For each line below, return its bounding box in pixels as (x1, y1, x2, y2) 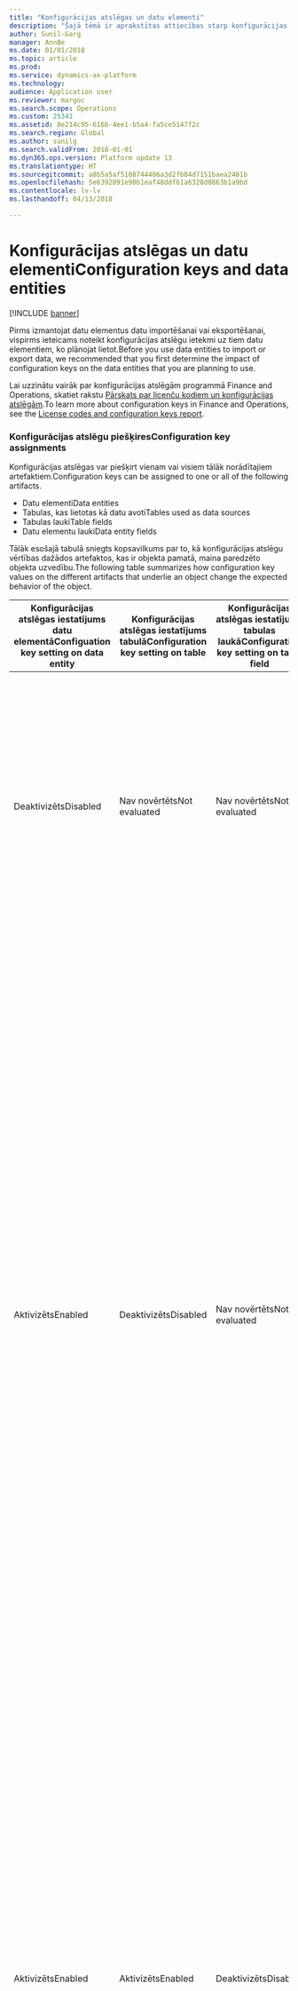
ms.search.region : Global (9, 129, 105, 138)
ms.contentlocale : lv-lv (9, 186, 101, 195)
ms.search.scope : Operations (9, 104, 117, 113)
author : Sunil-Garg (9, 29, 82, 38)
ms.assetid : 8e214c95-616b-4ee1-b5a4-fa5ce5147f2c (9, 121, 200, 130)
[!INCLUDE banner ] (9, 307, 80, 318)
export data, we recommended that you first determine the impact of (9, 353, 260, 364)
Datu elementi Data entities (21, 498, 120, 509)
